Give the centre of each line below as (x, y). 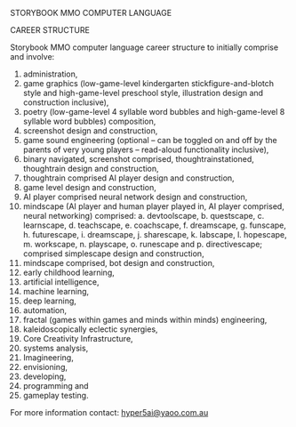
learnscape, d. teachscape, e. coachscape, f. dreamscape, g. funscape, (155, 225)
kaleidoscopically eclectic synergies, (90, 329)
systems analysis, (56, 348)
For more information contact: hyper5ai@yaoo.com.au (109, 412)
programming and (56, 386)
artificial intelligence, (61, 282)
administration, (50, 74)
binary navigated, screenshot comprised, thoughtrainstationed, (138, 159)
